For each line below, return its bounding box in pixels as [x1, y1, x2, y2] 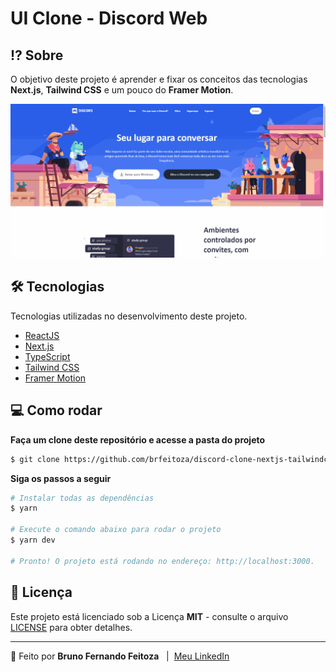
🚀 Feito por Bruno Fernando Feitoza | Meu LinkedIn [10, 650, 230, 662]
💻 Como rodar [10, 402, 103, 419]
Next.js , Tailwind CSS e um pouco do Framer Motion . [10, 84, 234, 96]
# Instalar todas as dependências [10, 493, 155, 503]
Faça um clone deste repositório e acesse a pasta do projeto [10, 433, 266, 446]
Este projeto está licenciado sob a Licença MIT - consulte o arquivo [10, 610, 289, 622]
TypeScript [24, 350, 71, 362]
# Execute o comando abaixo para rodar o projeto [10, 525, 222, 535]
